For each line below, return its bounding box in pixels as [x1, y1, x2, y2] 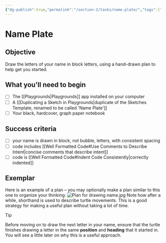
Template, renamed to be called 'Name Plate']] [12, 104, 107, 111]
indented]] [12, 160, 34, 166]
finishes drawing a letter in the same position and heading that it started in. [5, 227, 159, 233]
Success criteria [5, 125, 57, 133]
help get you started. [5, 66, 48, 72]
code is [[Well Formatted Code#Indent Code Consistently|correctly [12, 154, 149, 160]
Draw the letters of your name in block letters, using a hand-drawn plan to [5, 61, 156, 67]
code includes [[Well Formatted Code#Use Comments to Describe [12, 143, 147, 149]
